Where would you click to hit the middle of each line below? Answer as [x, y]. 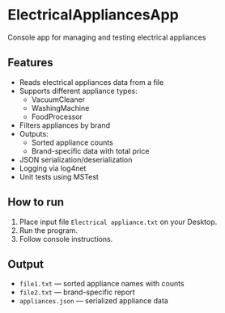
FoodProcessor [57, 116]
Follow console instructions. [66, 239]
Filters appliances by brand [65, 125]
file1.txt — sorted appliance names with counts [102, 284]
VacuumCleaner [58, 99]
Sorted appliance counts [72, 142]
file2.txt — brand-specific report [77, 292]
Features [30, 63]
